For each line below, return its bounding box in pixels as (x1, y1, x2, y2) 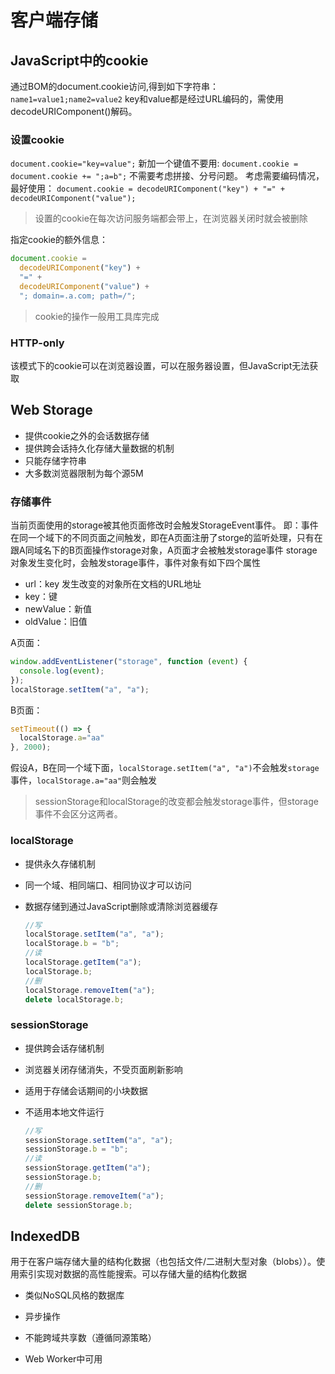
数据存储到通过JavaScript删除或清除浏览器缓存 (24, 900, 219, 912)
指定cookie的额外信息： (10, 234, 109, 246)
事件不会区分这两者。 (34, 808, 123, 820)
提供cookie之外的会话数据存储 (24, 429, 150, 441)
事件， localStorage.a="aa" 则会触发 (10, 774, 158, 786)
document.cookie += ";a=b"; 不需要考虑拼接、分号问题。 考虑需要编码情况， (10, 170, 325, 182)
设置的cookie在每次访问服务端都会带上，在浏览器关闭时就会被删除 (34, 212, 308, 225)
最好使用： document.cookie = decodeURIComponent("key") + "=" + (10, 182, 286, 195)
